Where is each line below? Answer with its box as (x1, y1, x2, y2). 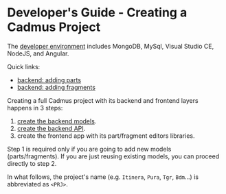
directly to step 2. (7, 159, 57, 167)
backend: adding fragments (16, 83, 96, 91)
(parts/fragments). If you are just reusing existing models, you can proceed (7, 152, 220, 160)
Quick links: (7, 62, 41, 71)
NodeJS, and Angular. (7, 49, 69, 58)
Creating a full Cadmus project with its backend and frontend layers (7, 96, 199, 104)
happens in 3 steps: (7, 104, 63, 112)
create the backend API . (16, 124, 86, 132)
